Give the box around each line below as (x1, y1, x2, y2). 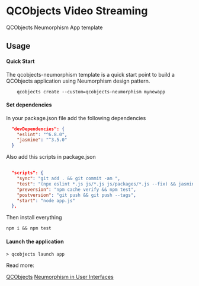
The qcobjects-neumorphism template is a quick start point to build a (6, 71, 175, 78)
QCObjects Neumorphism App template (6, 24, 103, 31)
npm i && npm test (6, 225, 52, 231)
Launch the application (6, 238, 64, 245)
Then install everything (6, 214, 62, 221)
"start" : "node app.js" (17, 197, 76, 203)
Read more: (6, 262, 34, 269)
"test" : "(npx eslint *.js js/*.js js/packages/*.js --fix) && (17, 181, 176, 187)
